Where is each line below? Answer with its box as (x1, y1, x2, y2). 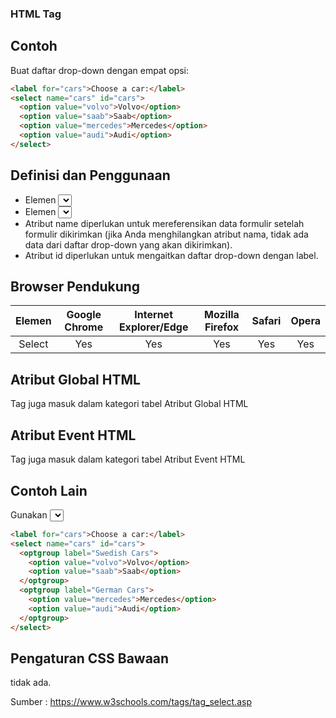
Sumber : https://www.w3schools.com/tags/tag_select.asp (10, 696, 252, 708)
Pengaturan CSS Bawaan (10, 650, 170, 667)
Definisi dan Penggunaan (10, 167, 171, 184)
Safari (251, 314, 282, 328)
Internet (134, 308, 173, 322)
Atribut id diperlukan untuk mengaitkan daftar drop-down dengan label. (24, 249, 319, 261)
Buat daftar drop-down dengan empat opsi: (10, 64, 190, 76)
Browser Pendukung (10, 278, 141, 296)
